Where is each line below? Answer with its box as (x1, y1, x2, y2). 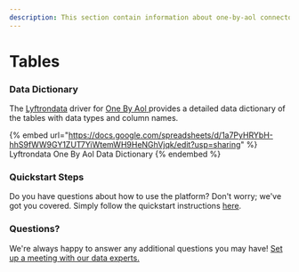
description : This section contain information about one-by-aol (9, 12, 256, 22)
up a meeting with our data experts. (9, 252, 140, 263)
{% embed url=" (9, 130, 69, 140)
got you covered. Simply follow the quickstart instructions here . (9, 201, 242, 212)
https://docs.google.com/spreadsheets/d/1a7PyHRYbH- (68, 130, 273, 140)
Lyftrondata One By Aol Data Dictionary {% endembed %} (9, 148, 222, 160)
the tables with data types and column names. (9, 113, 179, 124)
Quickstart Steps (9, 171, 85, 183)
